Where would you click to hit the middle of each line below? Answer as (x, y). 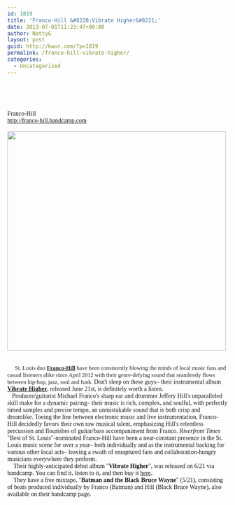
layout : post (26, 40)
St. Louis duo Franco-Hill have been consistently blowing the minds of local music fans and (121, 368)
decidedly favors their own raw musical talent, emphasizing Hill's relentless (111, 424)
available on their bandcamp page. (49, 494)
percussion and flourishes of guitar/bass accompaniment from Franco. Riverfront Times (114, 431)
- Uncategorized (37, 66)
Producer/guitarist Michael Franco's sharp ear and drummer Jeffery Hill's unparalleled (117, 396)
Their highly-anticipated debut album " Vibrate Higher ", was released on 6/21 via (114, 466)
